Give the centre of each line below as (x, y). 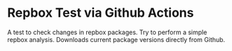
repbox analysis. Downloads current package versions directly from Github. (116, 39)
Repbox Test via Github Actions (101, 13)
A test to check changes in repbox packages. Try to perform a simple (107, 32)
